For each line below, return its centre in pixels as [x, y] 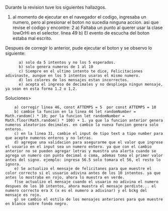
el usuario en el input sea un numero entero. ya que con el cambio [78, 147]
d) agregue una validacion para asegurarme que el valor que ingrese [89, 142]
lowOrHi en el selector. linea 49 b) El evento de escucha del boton [81, 33]
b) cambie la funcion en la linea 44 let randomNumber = [75, 112]
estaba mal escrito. [32, 38]
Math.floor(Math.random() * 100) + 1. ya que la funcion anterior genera [84, 120]
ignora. [13, 164]
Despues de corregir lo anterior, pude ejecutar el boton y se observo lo [79, 48]
